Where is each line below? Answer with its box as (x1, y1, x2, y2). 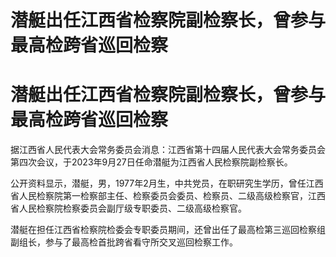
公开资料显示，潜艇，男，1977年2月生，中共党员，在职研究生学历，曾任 (10, 177, 307, 190)
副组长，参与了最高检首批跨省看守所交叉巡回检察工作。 (10, 236, 238, 248)
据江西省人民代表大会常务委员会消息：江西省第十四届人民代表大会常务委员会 (10, 144, 326, 156)
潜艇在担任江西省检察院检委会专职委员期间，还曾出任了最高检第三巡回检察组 (10, 224, 326, 236)
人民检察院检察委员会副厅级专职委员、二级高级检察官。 (18, 202, 247, 215)
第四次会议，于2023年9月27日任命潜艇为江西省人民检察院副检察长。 (10, 156, 293, 168)
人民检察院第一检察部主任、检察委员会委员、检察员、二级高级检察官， (18, 190, 308, 202)
